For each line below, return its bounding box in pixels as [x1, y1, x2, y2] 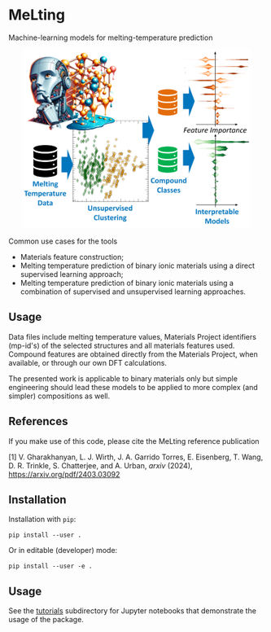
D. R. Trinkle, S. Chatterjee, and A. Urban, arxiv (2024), [8, 460, 193, 470]
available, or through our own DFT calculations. [8, 358, 168, 367]
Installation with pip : [8, 515, 76, 524]
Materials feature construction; [20, 252, 125, 261]
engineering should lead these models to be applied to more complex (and [8, 382, 258, 392]
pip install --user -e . [8, 562, 93, 571]
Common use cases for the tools [8, 236, 118, 246]
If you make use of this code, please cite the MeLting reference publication [8, 436, 260, 445]
